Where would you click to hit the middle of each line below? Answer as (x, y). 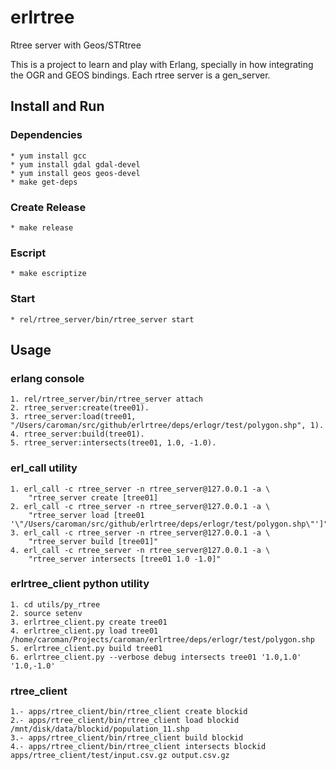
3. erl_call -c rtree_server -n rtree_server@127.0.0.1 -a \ (140, 532)
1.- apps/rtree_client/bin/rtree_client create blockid (129, 712)
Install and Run (57, 106)
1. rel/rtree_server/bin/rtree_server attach (106, 399)
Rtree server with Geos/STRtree (76, 45)
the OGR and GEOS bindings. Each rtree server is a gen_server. (140, 75)
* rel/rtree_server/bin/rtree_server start (102, 319)
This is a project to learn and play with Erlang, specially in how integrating (162, 64)
